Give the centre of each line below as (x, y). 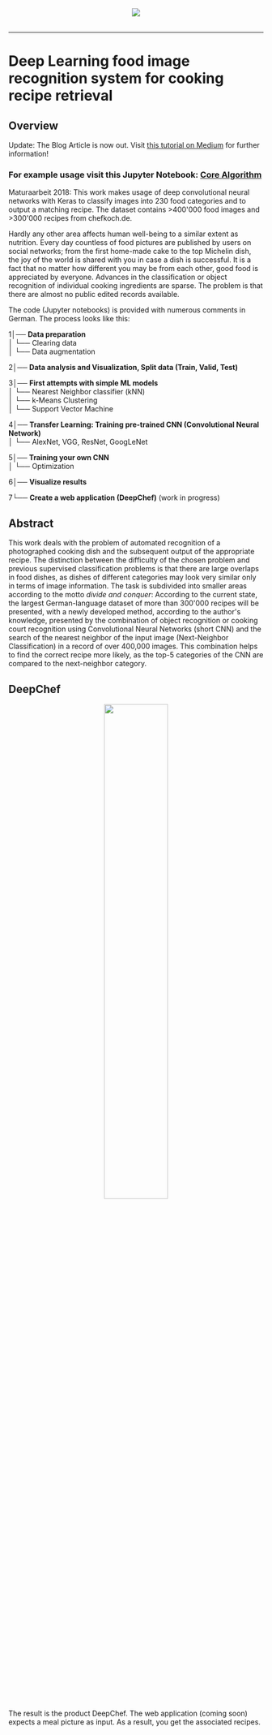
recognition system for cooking (116, 78)
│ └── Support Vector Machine (61, 409)
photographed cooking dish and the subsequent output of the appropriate (132, 552)
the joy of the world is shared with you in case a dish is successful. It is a (130, 260)
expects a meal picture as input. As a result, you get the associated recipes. (135, 1722)
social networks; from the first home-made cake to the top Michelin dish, (130, 252)
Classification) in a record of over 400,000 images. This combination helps (133, 646)
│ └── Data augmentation (52, 351)
